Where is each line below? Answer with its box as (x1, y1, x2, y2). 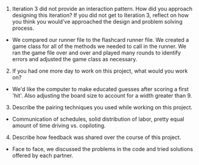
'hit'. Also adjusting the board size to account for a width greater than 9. (12, 92, 192, 99)
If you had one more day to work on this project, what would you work (12, 67, 188, 75)
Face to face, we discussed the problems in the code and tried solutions (12, 146, 194, 152)
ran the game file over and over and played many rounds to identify (12, 49, 181, 56)
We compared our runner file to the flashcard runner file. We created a (12, 36, 189, 43)
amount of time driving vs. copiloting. (12, 122, 106, 129)
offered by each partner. (12, 152, 74, 159)
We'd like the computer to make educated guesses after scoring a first (12, 86, 189, 93)
